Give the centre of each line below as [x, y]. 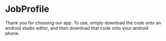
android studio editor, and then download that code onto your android [77, 28]
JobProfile [27, 9]
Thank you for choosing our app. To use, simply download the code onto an [83, 23]
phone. [12, 33]
